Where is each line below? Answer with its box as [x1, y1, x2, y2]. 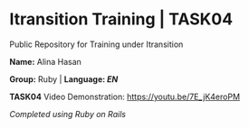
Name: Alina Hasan [9, 56, 81, 67]
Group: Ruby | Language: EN [9, 73, 119, 85]
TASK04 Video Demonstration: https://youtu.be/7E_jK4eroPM [9, 91, 241, 102]
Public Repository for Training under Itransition [9, 39, 184, 50]
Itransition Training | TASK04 [9, 9, 234, 30]
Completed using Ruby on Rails [9, 108, 127, 119]
